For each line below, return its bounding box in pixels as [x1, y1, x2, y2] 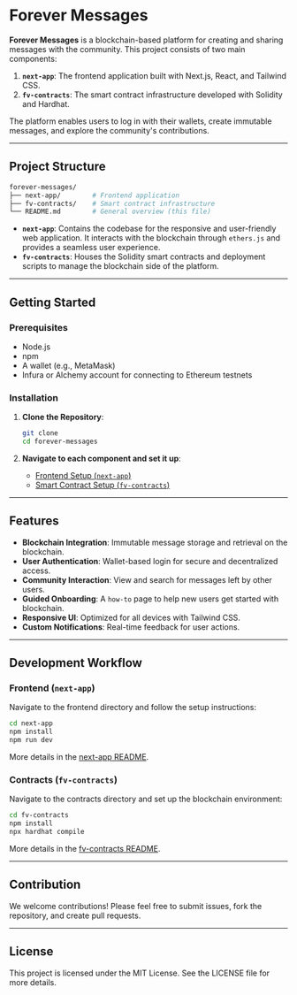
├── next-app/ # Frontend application [9, 191, 179, 200]
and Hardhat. [21, 98, 71, 109]
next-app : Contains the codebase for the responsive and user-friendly [21, 223, 277, 234]
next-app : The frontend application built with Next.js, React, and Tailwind [21, 70, 287, 80]
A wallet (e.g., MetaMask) [21, 360, 116, 371]
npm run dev [9, 736, 53, 745]
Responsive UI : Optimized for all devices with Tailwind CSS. [21, 612, 241, 623]
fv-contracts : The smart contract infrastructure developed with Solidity [21, 89, 283, 100]
